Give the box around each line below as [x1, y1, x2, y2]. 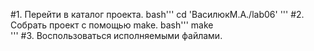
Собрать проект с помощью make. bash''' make [10, 19, 214, 31]
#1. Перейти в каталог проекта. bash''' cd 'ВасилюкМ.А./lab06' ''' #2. [10, 9, 305, 20]
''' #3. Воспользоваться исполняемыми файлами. [10, 30, 223, 41]
